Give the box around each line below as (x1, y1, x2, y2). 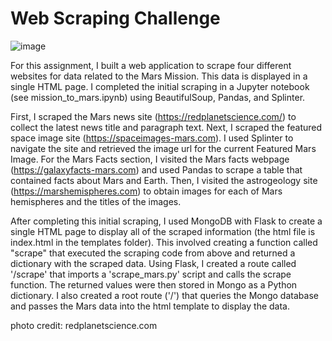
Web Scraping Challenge (10, 7, 221, 30)
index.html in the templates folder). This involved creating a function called (10, 236, 318, 248)
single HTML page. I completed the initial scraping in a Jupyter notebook (10, 80, 310, 92)
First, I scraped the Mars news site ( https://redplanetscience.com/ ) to (10, 110, 297, 122)
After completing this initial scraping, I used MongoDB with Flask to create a (10, 215, 323, 227)
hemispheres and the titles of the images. (10, 195, 182, 207)
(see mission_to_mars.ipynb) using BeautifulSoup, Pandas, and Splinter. (10, 91, 306, 103)
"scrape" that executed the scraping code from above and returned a (10, 247, 296, 259)
